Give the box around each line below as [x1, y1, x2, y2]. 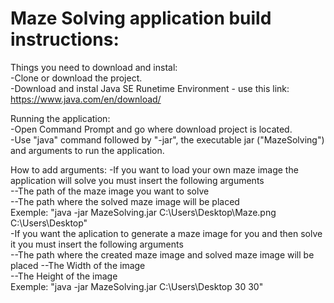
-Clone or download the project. [10, 72, 143, 84]
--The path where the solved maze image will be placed [10, 195, 240, 207]
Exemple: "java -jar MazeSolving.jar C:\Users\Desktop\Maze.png [10, 206, 277, 218]
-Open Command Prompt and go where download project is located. [10, 123, 293, 135]
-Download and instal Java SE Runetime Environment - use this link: [10, 82, 290, 94]
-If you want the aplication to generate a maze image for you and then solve [10, 227, 323, 239]
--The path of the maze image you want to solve [10, 185, 210, 197]
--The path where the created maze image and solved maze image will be [10, 248, 315, 261]
